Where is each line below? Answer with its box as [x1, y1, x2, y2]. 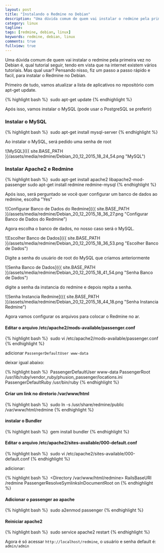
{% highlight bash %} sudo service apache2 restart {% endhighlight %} [5, 529, 150, 535]
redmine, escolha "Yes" [5, 196, 53, 203]
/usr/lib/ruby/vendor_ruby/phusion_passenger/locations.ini [5, 374, 123, 380]
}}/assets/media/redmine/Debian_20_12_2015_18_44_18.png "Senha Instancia [5, 299, 159, 305]
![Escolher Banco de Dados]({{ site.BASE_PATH [5, 235, 101, 241]
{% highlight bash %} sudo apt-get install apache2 [5, 177, 108, 183]
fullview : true [5, 43, 36, 48]
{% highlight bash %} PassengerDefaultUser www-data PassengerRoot [5, 369, 150, 375]
